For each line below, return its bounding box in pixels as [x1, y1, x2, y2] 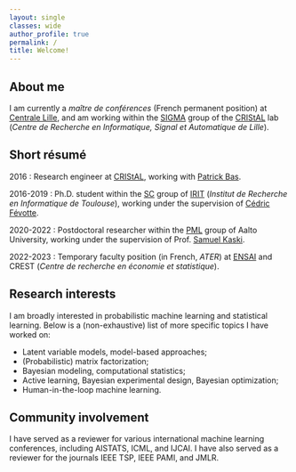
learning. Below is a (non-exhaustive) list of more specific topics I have [9, 320, 269, 330]
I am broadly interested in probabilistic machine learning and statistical [9, 310, 268, 321]
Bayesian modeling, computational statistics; [21, 365, 186, 376]
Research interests [9, 287, 116, 302]
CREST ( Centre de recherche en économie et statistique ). [9, 260, 220, 272]
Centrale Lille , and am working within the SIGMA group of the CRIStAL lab [9, 112, 279, 123]
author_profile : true [9, 29, 90, 38]
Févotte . [9, 207, 39, 218]
